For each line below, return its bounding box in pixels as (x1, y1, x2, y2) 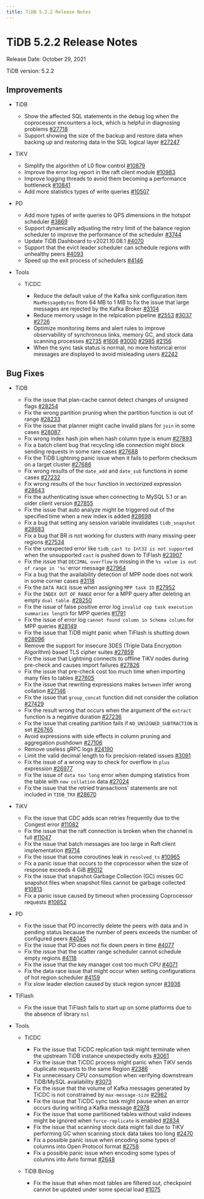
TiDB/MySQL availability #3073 (33, 1078, 112, 1086)
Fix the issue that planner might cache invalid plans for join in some (24, 422, 195, 429)
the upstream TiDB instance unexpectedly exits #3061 (33, 1052, 169, 1060)
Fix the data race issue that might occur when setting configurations (24, 968, 196, 975)
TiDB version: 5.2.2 (6, 67, 55, 74)
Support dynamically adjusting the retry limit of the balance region (24, 225, 191, 232)
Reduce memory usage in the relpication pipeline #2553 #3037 (33, 312, 192, 319)
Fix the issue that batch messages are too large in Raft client (24, 840, 176, 848)
